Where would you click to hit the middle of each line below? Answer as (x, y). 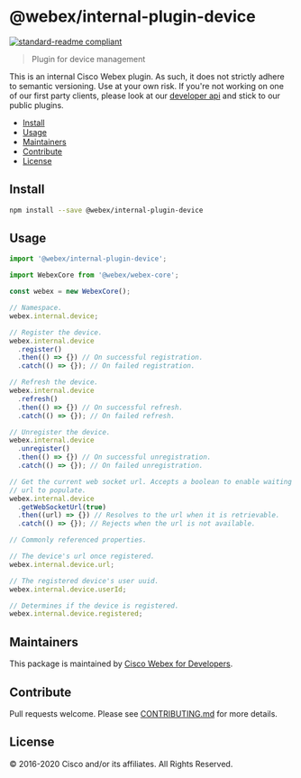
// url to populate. (48, 490)
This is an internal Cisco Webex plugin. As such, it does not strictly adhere (147, 76)
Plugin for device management (88, 59)
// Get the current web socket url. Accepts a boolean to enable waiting (151, 481)
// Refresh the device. (54, 382)
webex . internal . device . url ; (62, 564)
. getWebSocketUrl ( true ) (62, 507)
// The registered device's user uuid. (84, 581)
